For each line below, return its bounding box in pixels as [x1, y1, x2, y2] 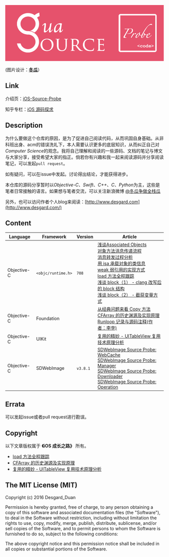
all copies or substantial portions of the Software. [5, 546, 107, 552]
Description [5, 121, 43, 130]
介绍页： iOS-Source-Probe [5, 96, 61, 102]
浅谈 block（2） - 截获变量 [97, 292, 154, 298]
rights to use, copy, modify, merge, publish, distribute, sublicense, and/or [5, 520, 157, 526]
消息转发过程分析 [97, 254, 133, 260]
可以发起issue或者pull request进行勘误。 [5, 414, 90, 420]
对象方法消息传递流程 [97, 248, 142, 254]
